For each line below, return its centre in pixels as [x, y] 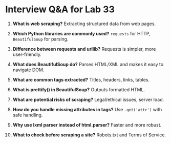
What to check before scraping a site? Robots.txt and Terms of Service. [89, 135]
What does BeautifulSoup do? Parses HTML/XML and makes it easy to [88, 64]
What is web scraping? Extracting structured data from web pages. [84, 24]
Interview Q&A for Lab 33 [60, 9]
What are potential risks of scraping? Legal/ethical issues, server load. [88, 99]
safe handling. [28, 115]
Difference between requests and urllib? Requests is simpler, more [84, 49]
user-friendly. [27, 54]
